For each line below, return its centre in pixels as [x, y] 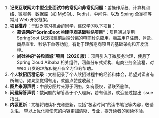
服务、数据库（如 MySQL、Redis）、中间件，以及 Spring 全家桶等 [87, 14]
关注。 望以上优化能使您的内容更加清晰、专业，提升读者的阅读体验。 [78, 111]
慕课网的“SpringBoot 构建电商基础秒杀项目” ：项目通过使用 [76, 32]
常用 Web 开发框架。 [30, 20]
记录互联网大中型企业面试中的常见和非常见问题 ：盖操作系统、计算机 [78, 8]
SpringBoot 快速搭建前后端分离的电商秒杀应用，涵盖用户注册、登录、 [86, 38]
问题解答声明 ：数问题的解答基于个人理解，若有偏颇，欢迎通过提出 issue [81, 93]
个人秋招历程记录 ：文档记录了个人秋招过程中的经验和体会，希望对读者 [80, 74]
